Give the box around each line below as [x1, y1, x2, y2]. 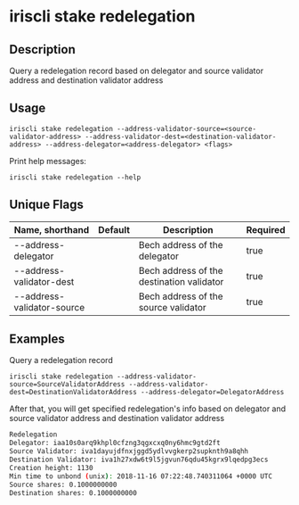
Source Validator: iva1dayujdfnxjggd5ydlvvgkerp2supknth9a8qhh [9, 447, 249, 456]
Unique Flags [9, 197, 85, 212]
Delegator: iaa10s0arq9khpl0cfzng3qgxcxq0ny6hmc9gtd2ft [9, 439, 221, 448]
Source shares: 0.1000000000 [9, 480, 117, 489]
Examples [9, 332, 65, 347]
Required [246, 223, 286, 236]
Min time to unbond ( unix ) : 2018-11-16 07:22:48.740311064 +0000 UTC [9, 471, 273, 481]
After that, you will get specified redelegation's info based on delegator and [9, 403, 287, 414]
